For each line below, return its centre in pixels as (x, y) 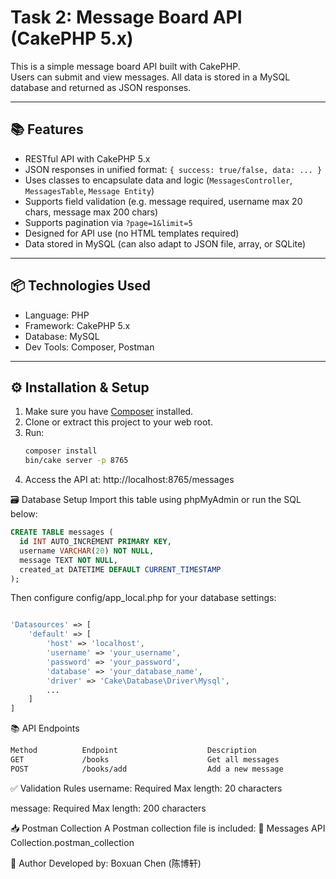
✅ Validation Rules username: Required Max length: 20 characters (146, 788)
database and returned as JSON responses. (101, 87)
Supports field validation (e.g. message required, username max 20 (163, 201)
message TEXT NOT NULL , (68, 560)
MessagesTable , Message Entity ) (89, 190)
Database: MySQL (62, 336)
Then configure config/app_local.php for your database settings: (143, 598)
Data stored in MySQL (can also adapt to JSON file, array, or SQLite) (165, 243)
